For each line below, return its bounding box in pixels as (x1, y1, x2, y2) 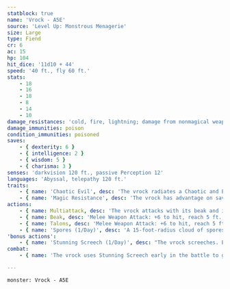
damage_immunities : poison (7, 125, 84, 131)
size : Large (7, 29, 41, 36)
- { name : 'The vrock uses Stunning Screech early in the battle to (19, 252, 219, 259)
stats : (7, 73, 26, 81)
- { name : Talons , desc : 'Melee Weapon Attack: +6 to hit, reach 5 (19, 220, 216, 227)
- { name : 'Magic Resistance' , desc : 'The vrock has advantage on (19, 194, 213, 202)
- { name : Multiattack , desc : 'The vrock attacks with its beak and (19, 208, 219, 214)
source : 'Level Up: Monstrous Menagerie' (7, 23, 127, 29)
